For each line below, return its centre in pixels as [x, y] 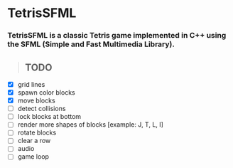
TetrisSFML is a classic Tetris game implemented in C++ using [117, 36]
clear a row [34, 141]
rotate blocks [37, 132]
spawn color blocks [47, 92]
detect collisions [42, 109]
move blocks [36, 100]
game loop [33, 157]
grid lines [31, 84]
